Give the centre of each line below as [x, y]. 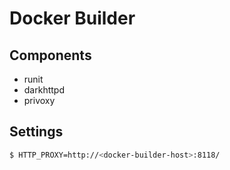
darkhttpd [44, 90]
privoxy [39, 100]
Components [50, 55]
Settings [36, 132]
